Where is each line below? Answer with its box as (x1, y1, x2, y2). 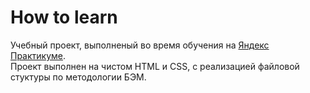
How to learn (10, 6, 118, 29)
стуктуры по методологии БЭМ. (10, 71, 147, 83)
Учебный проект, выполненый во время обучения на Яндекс (10, 39, 270, 51)
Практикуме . (10, 49, 67, 61)
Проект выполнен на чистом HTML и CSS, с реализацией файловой (10, 60, 300, 72)
